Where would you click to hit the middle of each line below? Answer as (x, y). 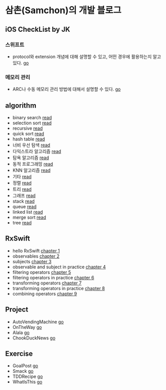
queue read (24, 206)
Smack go (23, 371)
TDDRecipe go (28, 376)
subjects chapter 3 (32, 261)
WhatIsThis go (27, 382)
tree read (22, 222)
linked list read (28, 212)
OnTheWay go (27, 327)
